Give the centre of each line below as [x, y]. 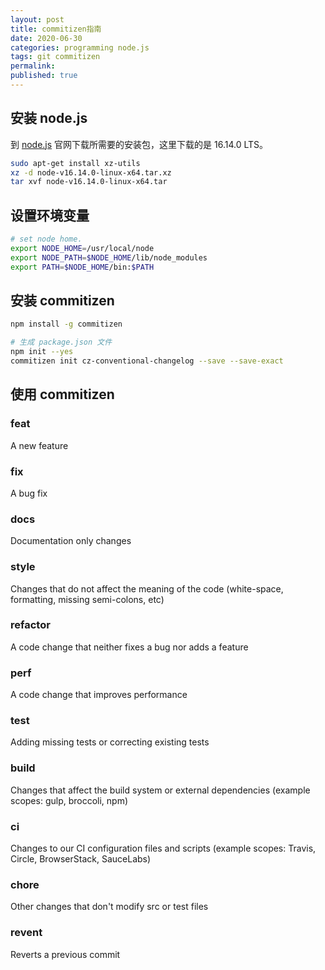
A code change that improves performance [99, 695]
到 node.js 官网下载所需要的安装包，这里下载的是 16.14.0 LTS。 [139, 144]
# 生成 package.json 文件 [61, 342]
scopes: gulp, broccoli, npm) [69, 800]
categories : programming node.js [80, 47]
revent [26, 933]
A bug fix [29, 493]
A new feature [39, 445]
